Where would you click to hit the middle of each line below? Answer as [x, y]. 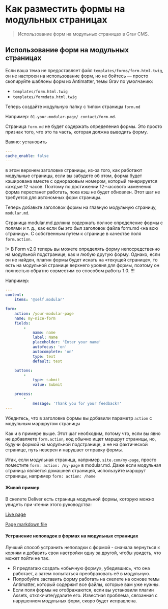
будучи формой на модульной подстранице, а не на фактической [77, 444]
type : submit [46, 380]
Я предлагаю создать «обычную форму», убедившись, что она [81, 568]
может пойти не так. [27, 558]
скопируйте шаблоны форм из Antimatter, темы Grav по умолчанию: [79, 81]
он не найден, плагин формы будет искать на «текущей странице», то [81, 260]
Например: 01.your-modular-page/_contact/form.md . [61, 116]
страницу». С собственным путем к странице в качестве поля [73, 234]
